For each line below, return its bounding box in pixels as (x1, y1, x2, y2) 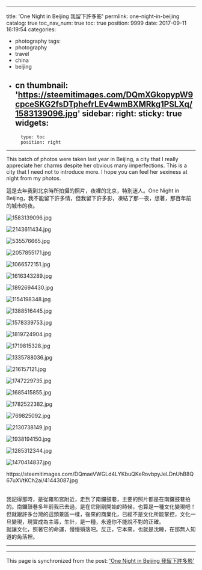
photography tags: (14, 37, 61, 44)
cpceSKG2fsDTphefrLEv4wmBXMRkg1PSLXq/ (14, 99, 193, 109)
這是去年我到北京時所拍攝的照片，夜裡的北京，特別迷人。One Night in (6, 187, 180, 194)
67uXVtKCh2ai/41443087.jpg (6, 476, 78, 484)
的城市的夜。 (6, 202, 38, 209)
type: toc (20, 133, 45, 140)
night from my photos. (6, 174, 61, 182)
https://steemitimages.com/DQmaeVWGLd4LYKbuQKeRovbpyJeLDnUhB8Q (6, 470, 194, 477)
